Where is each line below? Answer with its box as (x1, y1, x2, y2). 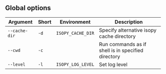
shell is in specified (99, 47, 144, 53)
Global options (5, 4, 51, 12)
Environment (60, 18, 91, 25)
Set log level (99, 61, 127, 68)
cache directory (99, 33, 136, 40)
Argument (8, 18, 33, 25)
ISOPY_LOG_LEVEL (56, 61, 95, 67)
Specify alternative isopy (99, 26, 157, 33)
